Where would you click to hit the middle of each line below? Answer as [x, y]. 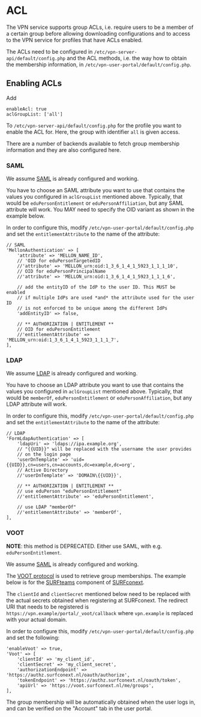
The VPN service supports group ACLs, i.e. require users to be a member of [100, 27]
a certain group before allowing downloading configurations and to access [98, 33]
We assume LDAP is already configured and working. [72, 374]
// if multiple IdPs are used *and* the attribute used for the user [106, 298]
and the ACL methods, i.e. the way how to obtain [127, 58]
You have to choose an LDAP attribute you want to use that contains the [95, 385]
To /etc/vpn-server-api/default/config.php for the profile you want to [94, 125]
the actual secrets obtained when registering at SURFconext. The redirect [97, 600]
